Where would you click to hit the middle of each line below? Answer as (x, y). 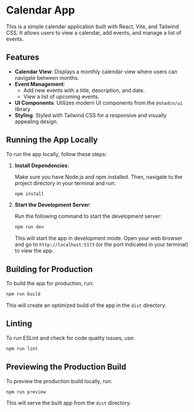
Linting (19, 324)
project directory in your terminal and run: (65, 183)
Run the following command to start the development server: (88, 216)
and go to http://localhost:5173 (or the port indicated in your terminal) (101, 245)
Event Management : (40, 84)
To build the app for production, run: (50, 283)
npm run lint (22, 349)
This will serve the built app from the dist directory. (68, 403)
